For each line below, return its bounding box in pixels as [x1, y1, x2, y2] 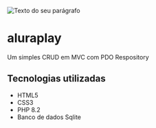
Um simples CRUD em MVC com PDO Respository [7, 53, 149, 61]
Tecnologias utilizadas [7, 73, 106, 85]
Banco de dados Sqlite [16, 113, 81, 121]
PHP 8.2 [16, 105, 41, 114]
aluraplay [7, 31, 62, 46]
